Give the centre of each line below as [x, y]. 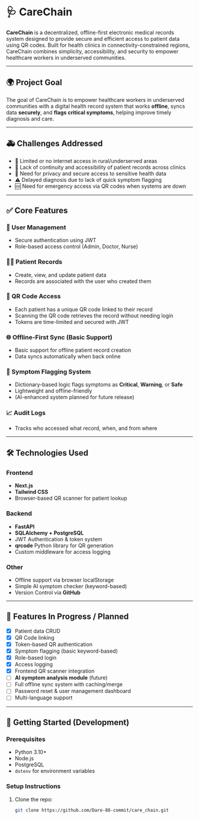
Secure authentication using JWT [55, 240]
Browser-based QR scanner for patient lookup [71, 498]
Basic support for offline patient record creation [73, 350]
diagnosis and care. [30, 118]
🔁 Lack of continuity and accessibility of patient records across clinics [100, 167]
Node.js [24, 759]
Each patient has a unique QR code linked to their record [84, 309]
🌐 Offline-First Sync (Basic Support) [59, 337]
